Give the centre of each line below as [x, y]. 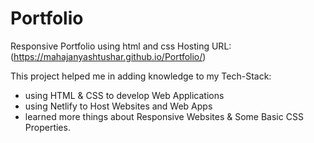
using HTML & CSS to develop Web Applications [124, 95]
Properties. [47, 127]
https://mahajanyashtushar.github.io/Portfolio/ [108, 56]
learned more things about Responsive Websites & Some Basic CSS [164, 116]
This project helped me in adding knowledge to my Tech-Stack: [141, 76]
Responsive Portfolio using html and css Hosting [110, 46]
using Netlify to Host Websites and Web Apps [118, 106]
